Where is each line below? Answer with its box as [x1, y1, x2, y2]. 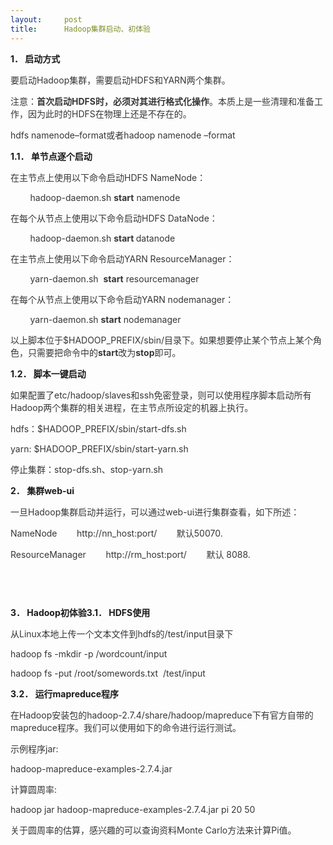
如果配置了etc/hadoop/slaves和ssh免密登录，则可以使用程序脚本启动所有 [10, 389, 312, 401]
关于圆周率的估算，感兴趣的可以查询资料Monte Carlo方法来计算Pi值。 [10, 824, 297, 836]
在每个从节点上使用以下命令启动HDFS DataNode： [10, 212, 218, 224]
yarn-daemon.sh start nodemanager [29, 313, 182, 325]
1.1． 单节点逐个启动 [10, 150, 93, 162]
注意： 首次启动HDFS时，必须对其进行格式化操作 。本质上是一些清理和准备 [10, 95, 315, 107]
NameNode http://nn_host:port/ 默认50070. [10, 527, 223, 539]
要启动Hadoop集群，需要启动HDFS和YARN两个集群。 [10, 74, 231, 86]
